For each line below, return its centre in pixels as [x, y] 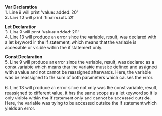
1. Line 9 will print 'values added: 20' [42, 12]
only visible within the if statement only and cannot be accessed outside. [78, 98]
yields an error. [20, 108]
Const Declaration [24, 57]
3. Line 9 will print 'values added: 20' [42, 32]
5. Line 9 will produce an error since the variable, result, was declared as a [80, 62]
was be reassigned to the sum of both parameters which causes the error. [79, 77]
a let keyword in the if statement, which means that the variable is [71, 42]
